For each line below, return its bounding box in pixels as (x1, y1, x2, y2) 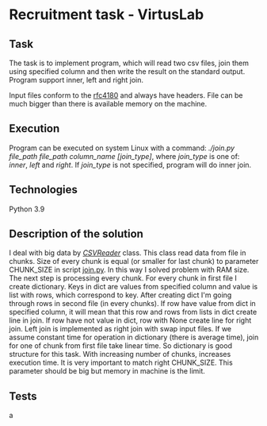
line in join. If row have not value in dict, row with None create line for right (9, 316, 252, 325)
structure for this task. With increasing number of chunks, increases (9, 350, 231, 359)
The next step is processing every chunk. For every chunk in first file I (9, 273, 237, 283)
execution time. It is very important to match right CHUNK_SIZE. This (9, 358, 233, 367)
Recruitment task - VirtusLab (9, 6, 204, 24)
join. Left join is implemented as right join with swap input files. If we (9, 324, 232, 334)
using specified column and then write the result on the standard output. (9, 67, 246, 76)
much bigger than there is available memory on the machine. (9, 99, 208, 108)
